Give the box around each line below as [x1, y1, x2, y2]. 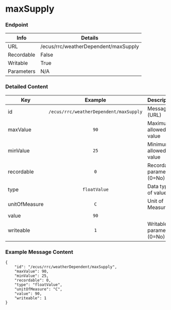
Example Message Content [5, 248, 74, 255]
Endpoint [5, 21, 28, 29]
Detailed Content [5, 83, 48, 90]
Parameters [8, 68, 36, 75]
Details [81, 34, 99, 41]
